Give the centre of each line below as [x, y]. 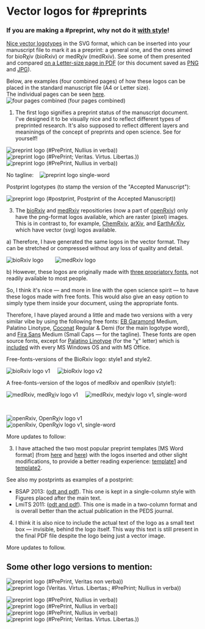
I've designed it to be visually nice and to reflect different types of [98, 119]
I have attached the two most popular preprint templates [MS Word [99, 448]
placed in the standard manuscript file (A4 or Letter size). [78, 88]
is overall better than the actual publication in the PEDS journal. [94, 511]
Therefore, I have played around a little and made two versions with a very [99, 315]
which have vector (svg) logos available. [66, 230]
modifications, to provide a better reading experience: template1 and [101, 461]
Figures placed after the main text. [58, 498]
